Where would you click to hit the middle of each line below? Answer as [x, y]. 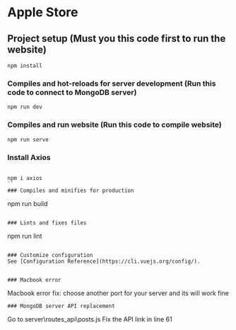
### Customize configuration [50, 255]
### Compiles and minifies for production [71, 190]
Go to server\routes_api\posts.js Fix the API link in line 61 [90, 319]
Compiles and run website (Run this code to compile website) [115, 125]
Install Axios [29, 157]
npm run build [28, 203]
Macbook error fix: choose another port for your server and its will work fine [118, 293]
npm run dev [25, 107]
